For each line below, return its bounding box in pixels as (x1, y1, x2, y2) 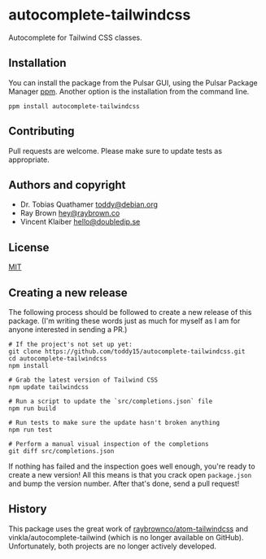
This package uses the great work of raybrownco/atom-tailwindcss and (8, 523, 249, 534)
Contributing (8, 124, 75, 138)
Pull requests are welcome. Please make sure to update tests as (8, 146, 222, 155)
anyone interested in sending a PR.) (8, 325, 128, 334)
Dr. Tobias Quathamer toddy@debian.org (20, 199, 159, 209)
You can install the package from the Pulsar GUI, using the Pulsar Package (8, 77, 258, 87)
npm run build (8, 404, 57, 413)
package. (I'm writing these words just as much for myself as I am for (8, 316, 241, 325)
